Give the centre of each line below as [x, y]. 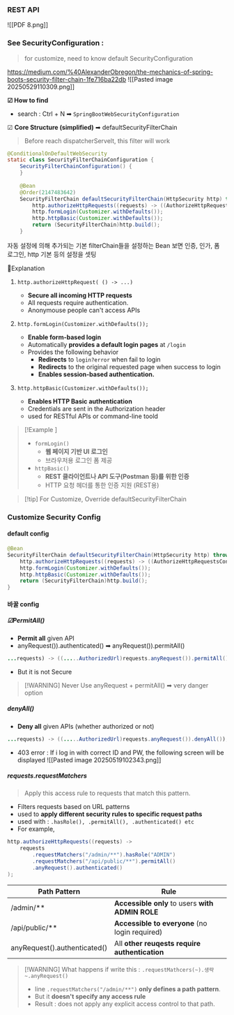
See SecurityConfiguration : [56, 43]
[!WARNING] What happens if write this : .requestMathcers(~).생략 [119, 969]
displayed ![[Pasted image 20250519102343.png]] [89, 760]
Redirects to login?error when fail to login [100, 359]
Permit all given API [46, 638]
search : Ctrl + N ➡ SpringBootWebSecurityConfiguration [98, 114]
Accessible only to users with [164, 903]
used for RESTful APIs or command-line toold [93, 416]
